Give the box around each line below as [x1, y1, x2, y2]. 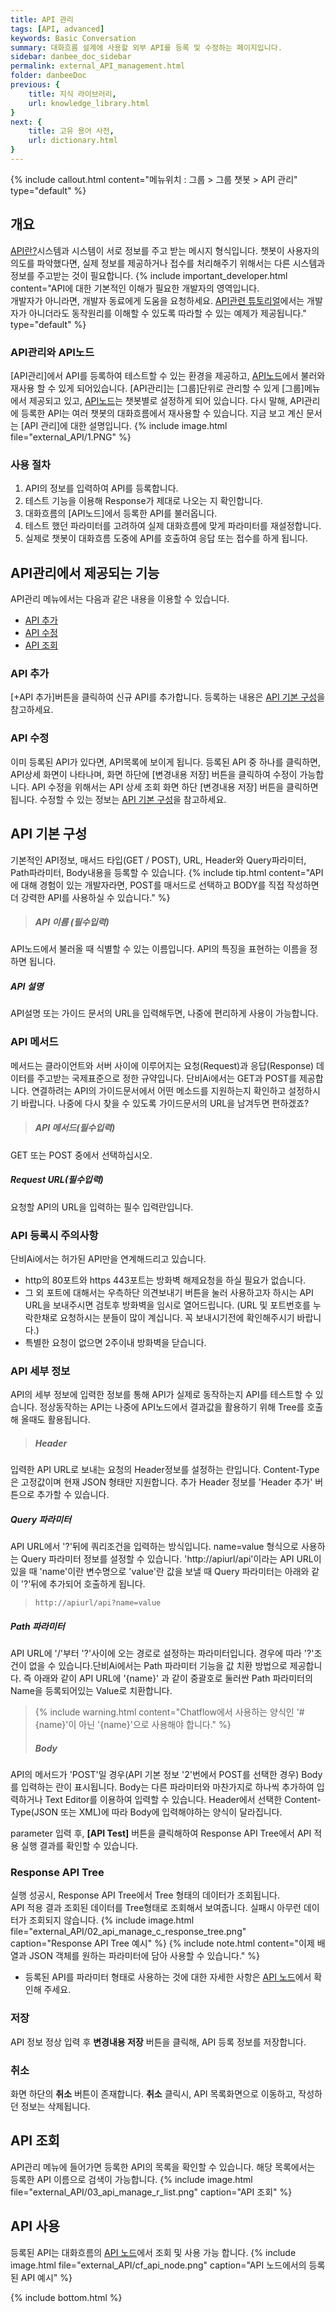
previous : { [10, 80, 60, 90]
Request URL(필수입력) [10, 1174, 104, 1186]
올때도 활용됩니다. [20, 1414, 91, 1426]
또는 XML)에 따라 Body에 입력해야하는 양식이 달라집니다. [60, 1806, 283, 1818]
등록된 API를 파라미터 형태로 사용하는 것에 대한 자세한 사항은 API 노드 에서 [24, 1971, 312, 1983]
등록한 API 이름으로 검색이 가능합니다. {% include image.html [10, 2173, 253, 2185]
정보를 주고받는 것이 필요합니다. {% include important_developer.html [10, 269, 288, 281]
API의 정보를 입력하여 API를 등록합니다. [24, 482, 179, 495]
